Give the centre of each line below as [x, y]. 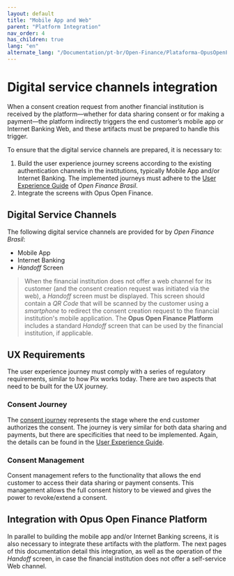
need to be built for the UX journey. [58, 386]
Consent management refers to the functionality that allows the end [104, 475]
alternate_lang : [31, 53]
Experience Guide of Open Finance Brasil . [77, 185]
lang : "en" [23, 46]
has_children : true [36, 40]
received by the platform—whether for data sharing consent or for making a [116, 114]
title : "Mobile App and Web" [49, 20]
